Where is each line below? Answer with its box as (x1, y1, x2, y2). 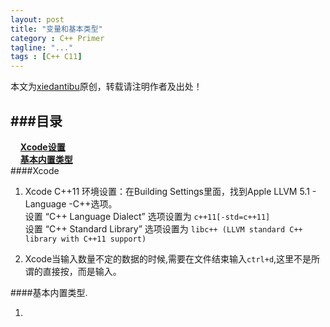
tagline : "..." (10, 42, 74, 53)
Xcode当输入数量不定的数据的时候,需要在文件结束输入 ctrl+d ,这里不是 (24, 252, 312, 265)
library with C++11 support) (24, 234, 147, 244)
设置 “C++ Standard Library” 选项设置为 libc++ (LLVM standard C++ (24, 222, 303, 235)
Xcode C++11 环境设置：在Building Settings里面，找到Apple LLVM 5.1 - (24, 185, 317, 197)
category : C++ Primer (10, 33, 105, 43)
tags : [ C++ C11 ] (10, 52, 83, 62)
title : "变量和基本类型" (10, 24, 103, 34)
